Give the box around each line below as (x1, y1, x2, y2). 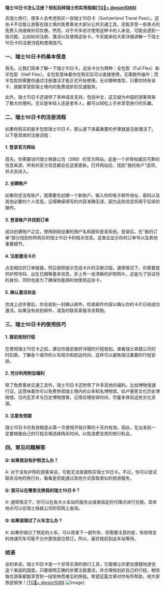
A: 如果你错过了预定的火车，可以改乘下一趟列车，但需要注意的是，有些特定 (5, 529, 157, 535)
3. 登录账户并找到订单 (5, 217, 49, 223)
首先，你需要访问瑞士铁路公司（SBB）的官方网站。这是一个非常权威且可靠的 (5, 156, 160, 162)
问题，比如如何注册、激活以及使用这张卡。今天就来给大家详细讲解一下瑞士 (9, 34, 160, 39)
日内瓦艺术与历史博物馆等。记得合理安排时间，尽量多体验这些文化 (18, 394, 151, 400)
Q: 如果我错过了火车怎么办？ (5, 518, 63, 524)
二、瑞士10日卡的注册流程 (5, 114, 66, 121)
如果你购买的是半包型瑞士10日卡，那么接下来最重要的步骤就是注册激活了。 (5, 126, 156, 132)
